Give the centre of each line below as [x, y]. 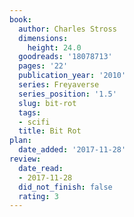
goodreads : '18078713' [65, 57]
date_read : [41, 168]
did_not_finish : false [65, 187]
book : [20, 19]
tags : [30, 112]
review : [25, 159]
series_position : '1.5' [67, 94]
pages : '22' [43, 66]
